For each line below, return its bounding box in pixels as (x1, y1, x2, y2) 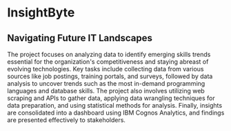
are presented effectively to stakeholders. (7, 116, 126, 124)
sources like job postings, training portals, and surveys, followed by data (7, 72, 213, 80)
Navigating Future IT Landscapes (7, 32, 153, 44)
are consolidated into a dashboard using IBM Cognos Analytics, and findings (7, 108, 225, 117)
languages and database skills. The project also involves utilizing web (7, 87, 205, 95)
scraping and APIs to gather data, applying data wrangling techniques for (7, 94, 215, 102)
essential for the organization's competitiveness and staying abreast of (7, 58, 209, 66)
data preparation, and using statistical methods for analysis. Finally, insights (7, 102, 223, 109)
